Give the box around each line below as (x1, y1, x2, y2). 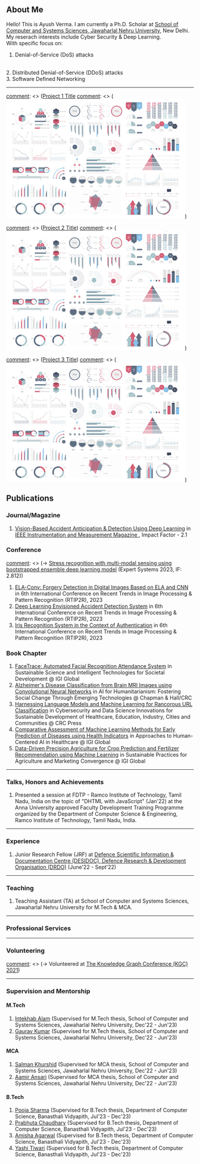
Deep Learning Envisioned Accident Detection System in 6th (14, 603, 163, 610)
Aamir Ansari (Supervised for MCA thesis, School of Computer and (14, 1073, 179, 1080)
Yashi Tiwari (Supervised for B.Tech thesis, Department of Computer (14, 1144, 183, 1151)
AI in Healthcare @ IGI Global (39, 738, 111, 746)
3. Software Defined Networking (6, 75, 85, 82)
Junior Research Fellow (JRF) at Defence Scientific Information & (14, 851, 174, 858)
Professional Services (6, 924, 71, 932)
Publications (6, 494, 54, 504)
